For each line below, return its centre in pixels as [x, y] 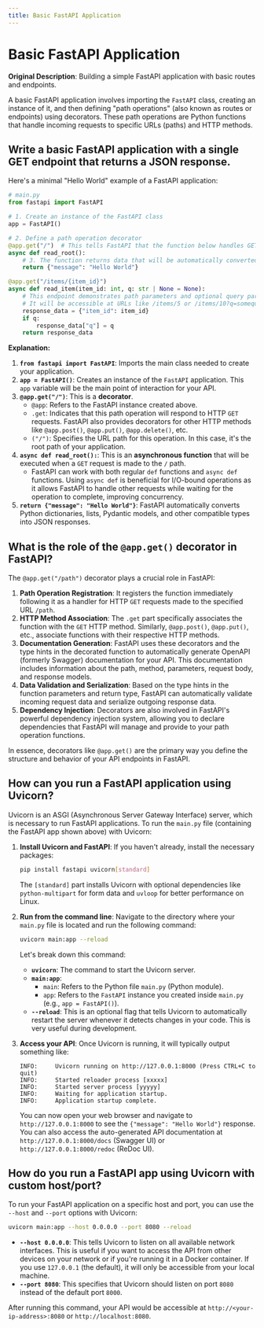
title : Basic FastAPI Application [65, 15]
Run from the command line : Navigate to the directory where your [127, 917]
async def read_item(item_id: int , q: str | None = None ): [107, 289]
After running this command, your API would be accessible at [107, 1308]
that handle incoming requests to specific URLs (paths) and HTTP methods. [130, 125]
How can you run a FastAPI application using [120, 784]
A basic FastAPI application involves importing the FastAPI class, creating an [132, 100]
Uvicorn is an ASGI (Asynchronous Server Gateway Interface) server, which [130, 814]
